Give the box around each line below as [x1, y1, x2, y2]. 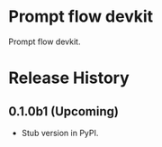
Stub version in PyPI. [21, 127, 99, 138]
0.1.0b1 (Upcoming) [8, 104, 119, 119]
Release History [8, 68, 130, 88]
